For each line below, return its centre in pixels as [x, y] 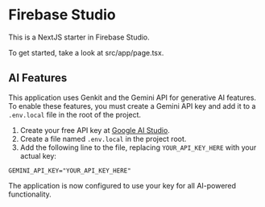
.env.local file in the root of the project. [75, 114]
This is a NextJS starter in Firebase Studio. [79, 37]
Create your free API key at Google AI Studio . [95, 130]
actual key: [38, 155]
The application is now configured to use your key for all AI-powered [122, 185]
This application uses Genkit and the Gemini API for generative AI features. [132, 97]
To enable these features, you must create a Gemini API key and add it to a [132, 106]
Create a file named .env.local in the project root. [103, 139]
